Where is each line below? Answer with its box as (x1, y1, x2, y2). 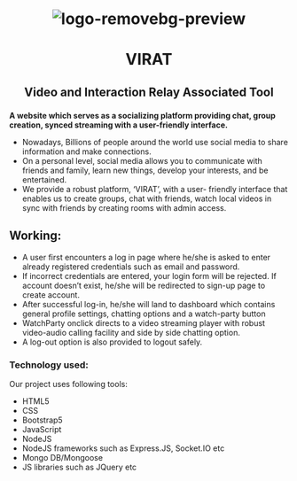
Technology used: (9, 359, 89, 371)
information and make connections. (21, 146, 152, 157)
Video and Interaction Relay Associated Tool (24, 84, 274, 99)
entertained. (21, 174, 67, 185)
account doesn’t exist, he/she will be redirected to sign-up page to (21, 280, 266, 291)
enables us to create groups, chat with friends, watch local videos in (21, 193, 272, 204)
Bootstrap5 (21, 415, 64, 425)
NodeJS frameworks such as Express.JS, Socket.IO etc (21, 443, 225, 454)
